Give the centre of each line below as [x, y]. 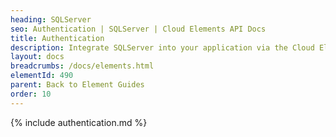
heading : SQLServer [51, 19]
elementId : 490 [42, 76]
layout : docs [37, 57]
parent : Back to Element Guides [77, 85]
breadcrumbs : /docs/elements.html [82, 66]
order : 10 [31, 94]
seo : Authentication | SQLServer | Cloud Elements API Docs [138, 29]
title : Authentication [57, 38]
